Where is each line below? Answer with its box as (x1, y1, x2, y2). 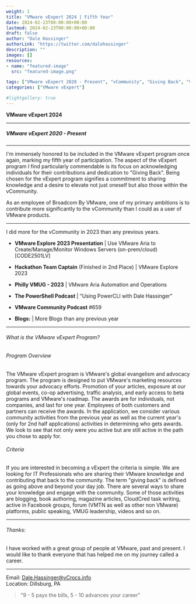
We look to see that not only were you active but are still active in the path (6, 426, 184, 434)
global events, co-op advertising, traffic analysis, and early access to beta (6, 389, 184, 396)
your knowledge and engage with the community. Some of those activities (6, 489, 185, 496)
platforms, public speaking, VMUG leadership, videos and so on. (6, 507, 161, 514)
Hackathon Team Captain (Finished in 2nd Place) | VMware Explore (14, 263, 178, 270)
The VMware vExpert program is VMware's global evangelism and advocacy (6, 370, 190, 377)
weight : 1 (6, 8, 30, 15)
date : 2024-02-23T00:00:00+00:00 (6, 19, 87, 25)
